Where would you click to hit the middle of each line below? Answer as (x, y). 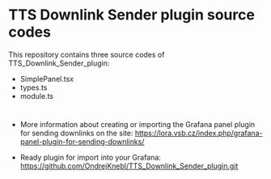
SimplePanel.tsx (47, 79)
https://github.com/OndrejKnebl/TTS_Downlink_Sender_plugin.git (129, 166)
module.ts (37, 96)
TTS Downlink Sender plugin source (131, 15)
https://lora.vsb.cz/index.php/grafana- (199, 133)
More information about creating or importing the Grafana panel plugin (138, 125)
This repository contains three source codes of (87, 54)
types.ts (34, 87)
